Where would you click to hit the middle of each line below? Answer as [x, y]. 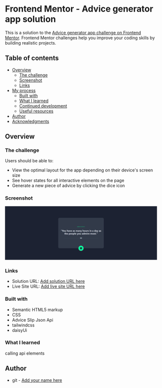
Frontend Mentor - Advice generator [79, 9]
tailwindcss [23, 325]
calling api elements [25, 353]
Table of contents [32, 58]
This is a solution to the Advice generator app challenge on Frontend [73, 32]
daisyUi [20, 330]
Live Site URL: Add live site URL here [48, 286]
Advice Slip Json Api [33, 320]
